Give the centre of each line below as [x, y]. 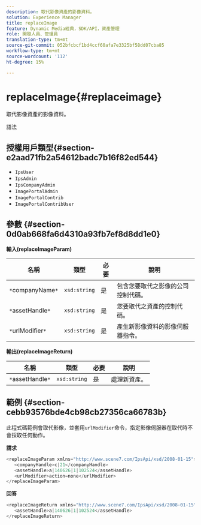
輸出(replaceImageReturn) [39, 352]
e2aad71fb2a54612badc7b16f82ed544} [82, 157]
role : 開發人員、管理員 [32, 34]
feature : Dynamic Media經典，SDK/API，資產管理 [63, 28]
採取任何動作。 [30, 435]
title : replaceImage [32, 23]
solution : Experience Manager [44, 17]
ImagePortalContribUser [45, 205]
